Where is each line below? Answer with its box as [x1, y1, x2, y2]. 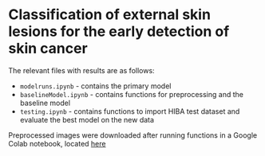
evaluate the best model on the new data [19, 115, 154, 124]
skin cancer [8, 40, 88, 57]
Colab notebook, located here [8, 138, 106, 148]
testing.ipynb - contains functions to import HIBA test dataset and [19, 106, 240, 116]
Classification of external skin [8, 6, 212, 24]
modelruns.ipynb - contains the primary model [19, 81, 172, 91]
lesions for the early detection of [8, 22, 230, 41]
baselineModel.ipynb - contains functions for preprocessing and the [19, 89, 243, 99]
